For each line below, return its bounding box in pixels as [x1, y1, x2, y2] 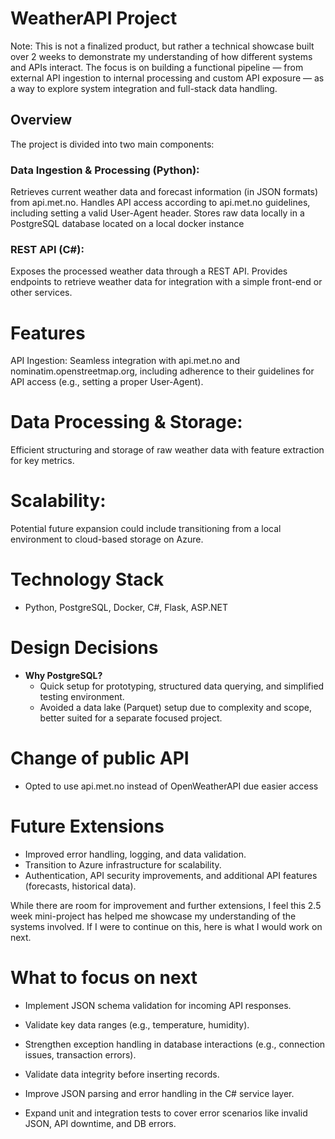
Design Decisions [10, 637, 159, 659]
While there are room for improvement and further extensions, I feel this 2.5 [10, 899, 322, 911]
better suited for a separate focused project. [39, 712, 223, 724]
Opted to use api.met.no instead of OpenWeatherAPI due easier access [24, 780, 319, 792]
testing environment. [39, 691, 125, 703]
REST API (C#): [10, 242, 85, 256]
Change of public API [10, 747, 190, 770]
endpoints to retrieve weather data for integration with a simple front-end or [10, 276, 323, 288]
